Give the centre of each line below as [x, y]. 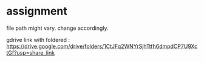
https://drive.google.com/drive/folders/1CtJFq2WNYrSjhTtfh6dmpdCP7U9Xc [102, 46]
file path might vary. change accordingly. [57, 28]
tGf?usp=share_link [31, 52]
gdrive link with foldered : [38, 40]
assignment [37, 11]
